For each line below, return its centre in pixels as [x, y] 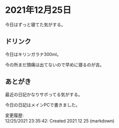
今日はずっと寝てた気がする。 [35, 25]
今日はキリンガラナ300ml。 [33, 54]
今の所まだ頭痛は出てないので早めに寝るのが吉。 [55, 65]
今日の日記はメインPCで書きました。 [43, 105]
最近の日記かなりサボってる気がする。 [44, 94]
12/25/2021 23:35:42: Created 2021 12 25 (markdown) [60, 121]
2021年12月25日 [38, 10]
